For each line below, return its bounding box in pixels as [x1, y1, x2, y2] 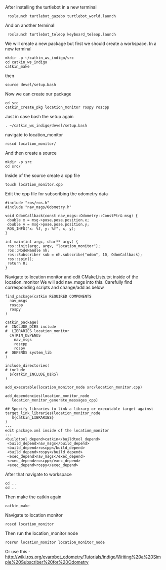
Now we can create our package [5, 91, 72, 97]
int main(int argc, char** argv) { [5, 239, 79, 244]
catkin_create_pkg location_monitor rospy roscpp [5, 105, 110, 110]
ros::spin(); [7, 257, 35, 262]
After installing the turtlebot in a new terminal [5, 4, 97, 10]
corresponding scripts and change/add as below [5, 284, 104, 290]
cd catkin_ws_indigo [5, 60, 48, 65]
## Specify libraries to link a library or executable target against [5, 406, 154, 411]
